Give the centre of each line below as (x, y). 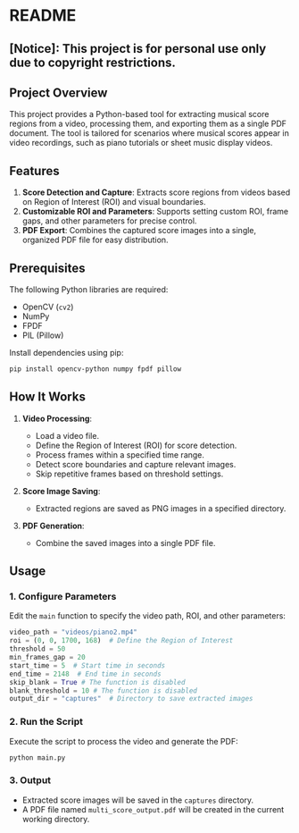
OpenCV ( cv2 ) (48, 307)
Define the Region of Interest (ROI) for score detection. (136, 445)
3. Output (30, 780)
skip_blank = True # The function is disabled (97, 682)
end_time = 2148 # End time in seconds (86, 674)
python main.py (37, 757)
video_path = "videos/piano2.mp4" (74, 632)
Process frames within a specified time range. (120, 454)
